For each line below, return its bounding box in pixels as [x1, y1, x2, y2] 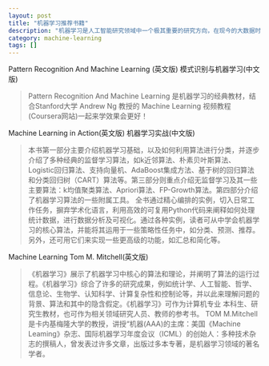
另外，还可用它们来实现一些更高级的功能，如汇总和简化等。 [27, 235, 225, 245]
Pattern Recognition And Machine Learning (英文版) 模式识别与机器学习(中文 [8, 65, 260, 74]
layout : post [8, 11, 52, 20]
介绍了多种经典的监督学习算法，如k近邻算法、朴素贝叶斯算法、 [27, 155, 236, 165]
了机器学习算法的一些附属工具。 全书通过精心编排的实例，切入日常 [27, 195, 248, 205]
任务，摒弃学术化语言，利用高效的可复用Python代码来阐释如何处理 [34, 205, 255, 215]
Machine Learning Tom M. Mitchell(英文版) [8, 253, 149, 262]
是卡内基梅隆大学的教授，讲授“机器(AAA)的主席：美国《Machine [27, 319, 242, 328]
